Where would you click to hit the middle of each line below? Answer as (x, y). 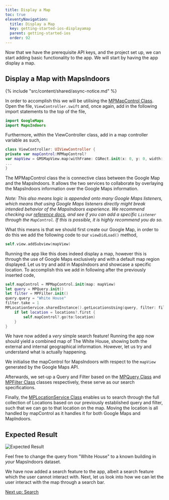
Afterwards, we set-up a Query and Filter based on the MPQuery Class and (83, 377)
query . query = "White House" (36, 298)
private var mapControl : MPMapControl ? (46, 154)
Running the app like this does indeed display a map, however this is (76, 254)
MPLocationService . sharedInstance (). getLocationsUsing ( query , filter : (81, 308)
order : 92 (20, 38)
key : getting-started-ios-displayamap (51, 29)
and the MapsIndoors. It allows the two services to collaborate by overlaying (84, 183)
